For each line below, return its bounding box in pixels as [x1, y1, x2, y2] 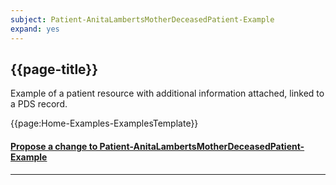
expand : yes [10, 24, 60, 34]
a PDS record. [10, 98, 68, 110]
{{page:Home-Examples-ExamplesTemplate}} [10, 117, 199, 130]
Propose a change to [10, 140, 98, 152]
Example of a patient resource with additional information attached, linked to [10, 87, 325, 100]
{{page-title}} [10, 61, 99, 78]
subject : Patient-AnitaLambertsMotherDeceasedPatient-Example [10, 14, 275, 25]
